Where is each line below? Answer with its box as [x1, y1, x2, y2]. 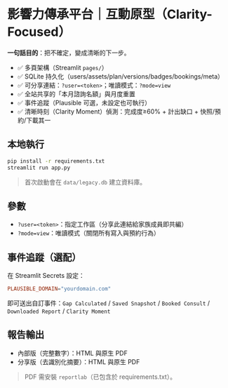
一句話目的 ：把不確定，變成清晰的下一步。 [7, 48, 130, 57]
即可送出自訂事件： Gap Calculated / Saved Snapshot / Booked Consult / [7, 299, 210, 307]
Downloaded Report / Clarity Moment [7, 307, 111, 315]
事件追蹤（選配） [7, 251, 81, 263]
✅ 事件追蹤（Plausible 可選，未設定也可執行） [17, 98, 151, 107]
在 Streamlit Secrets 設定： [7, 272, 86, 280]
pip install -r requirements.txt [7, 157, 105, 165]
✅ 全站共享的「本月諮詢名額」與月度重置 [17, 89, 135, 98]
